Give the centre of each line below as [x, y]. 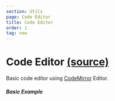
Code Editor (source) [57, 62]
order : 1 [17, 28]
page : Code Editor [28, 17]
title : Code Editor [30, 22]
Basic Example [25, 92]
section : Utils [25, 11]
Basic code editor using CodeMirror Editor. [57, 78]
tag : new [17, 33]
